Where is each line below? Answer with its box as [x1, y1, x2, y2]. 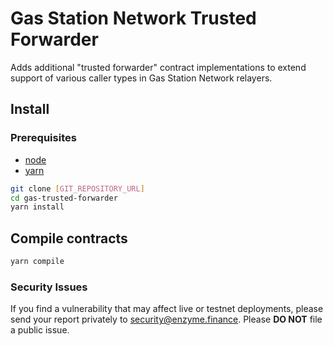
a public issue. [10, 324, 70, 336]
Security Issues [10, 280, 88, 294]
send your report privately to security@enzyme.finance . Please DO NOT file [10, 313, 323, 326]
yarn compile [10, 257, 65, 267]
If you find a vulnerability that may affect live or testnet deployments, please [10, 303, 324, 315]
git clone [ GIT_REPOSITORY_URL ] [10, 183, 145, 194]
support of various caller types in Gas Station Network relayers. [10, 72, 273, 84]
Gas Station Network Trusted [10, 7, 257, 30]
